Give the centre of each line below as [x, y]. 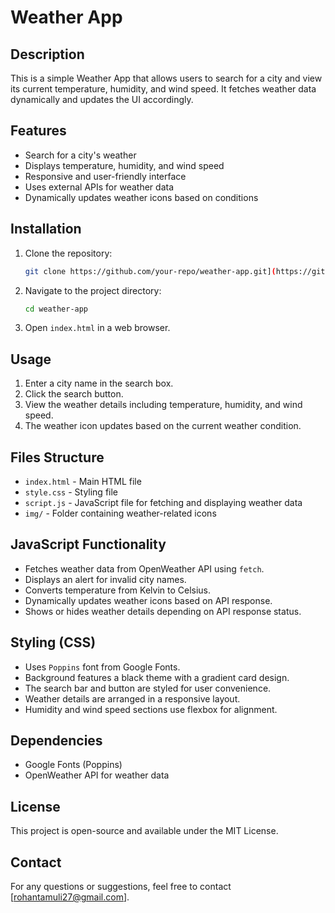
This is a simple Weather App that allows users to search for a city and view [166, 78]
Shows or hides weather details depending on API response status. [163, 611]
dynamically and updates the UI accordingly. [102, 99]
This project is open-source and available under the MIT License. [144, 831]
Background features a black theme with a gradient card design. [157, 677]
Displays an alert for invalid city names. [105, 579]
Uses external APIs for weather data [99, 187]
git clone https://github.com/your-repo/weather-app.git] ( [150, 271]
